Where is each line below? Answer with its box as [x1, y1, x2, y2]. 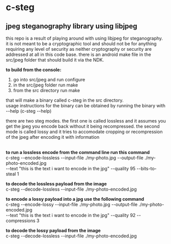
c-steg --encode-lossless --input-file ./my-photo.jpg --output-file [6, 155, 144, 161]
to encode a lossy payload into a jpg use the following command [6, 196, 145, 202]
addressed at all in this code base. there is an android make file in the [6, 51, 152, 57]
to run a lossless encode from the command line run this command [6, 149, 150, 155]
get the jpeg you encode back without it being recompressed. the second [6, 124, 160, 129]
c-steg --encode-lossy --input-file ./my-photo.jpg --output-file [6, 201, 138, 207]
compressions [6, 218, 36, 224]
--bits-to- [136, 166, 157, 171]
